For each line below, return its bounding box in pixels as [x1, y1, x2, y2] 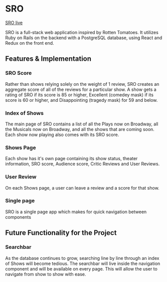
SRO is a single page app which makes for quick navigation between [5, 209, 147, 215]
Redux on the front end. [5, 40, 54, 46]
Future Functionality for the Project [5, 229, 117, 237]
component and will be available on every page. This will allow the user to [5, 265, 158, 271]
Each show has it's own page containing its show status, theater [5, 156, 138, 162]
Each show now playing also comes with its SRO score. [5, 131, 119, 137]
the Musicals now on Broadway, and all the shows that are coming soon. [5, 126, 154, 132]
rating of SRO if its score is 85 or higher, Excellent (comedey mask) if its [5, 91, 154, 98]
